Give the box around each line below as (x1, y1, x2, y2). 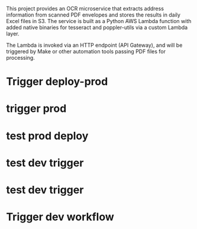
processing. (6, 54, 35, 61)
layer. (6, 30, 20, 37)
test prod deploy (6, 129, 89, 143)
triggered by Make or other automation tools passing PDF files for (6, 48, 166, 55)
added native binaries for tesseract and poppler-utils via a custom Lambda (6, 24, 188, 31)
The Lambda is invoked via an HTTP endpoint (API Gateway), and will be (6, 41, 183, 49)
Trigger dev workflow (6, 210, 114, 224)
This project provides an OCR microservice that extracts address (6, 5, 164, 12)
